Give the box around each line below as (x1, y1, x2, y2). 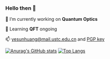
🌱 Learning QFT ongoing (5, 26, 57, 32)
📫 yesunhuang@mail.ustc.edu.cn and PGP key (5, 36, 105, 42)
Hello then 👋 (5, 5, 36, 12)
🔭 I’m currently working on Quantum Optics (5, 16, 98, 22)
